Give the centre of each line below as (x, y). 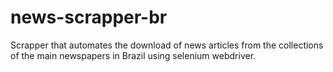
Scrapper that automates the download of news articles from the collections (167, 45)
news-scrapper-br (89, 17)
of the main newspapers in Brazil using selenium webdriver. (133, 55)
